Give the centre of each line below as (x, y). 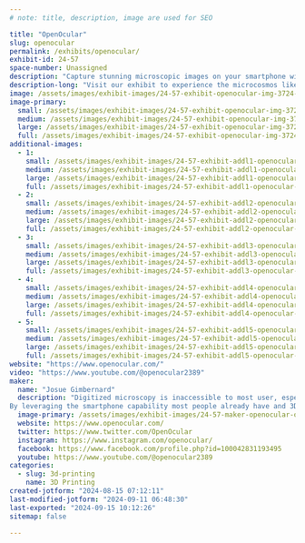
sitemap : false (38, 516)
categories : (32, 466)
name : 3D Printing (60, 483)
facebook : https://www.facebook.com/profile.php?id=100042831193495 (150, 448)
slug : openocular (42, 43)
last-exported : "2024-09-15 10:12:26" (83, 508)
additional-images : (46, 145)
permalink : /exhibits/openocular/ (75, 51)
